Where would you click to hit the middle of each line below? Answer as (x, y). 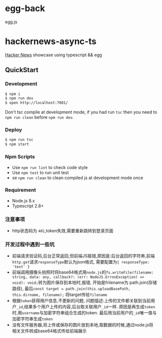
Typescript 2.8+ (28, 206)
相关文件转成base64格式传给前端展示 (49, 331)
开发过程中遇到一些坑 (30, 245)
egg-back (25, 8)
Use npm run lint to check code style (50, 167)
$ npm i (13, 94)
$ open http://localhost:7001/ (37, 103)
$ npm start (17, 144)
